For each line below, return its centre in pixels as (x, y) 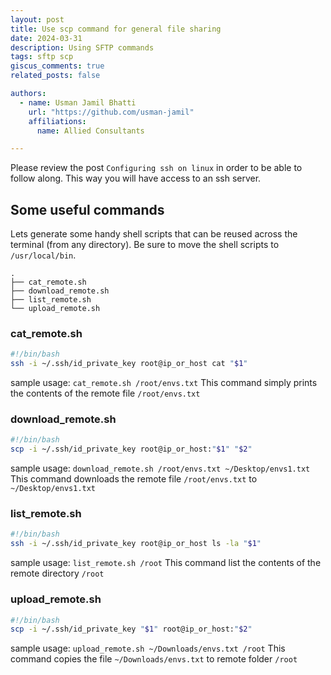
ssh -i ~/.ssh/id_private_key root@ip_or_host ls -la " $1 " (136, 544)
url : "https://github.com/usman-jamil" (111, 112)
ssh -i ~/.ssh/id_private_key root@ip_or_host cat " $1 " (129, 364)
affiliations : (57, 121)
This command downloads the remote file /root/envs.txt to (134, 479)
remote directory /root (57, 573)
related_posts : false (55, 76)
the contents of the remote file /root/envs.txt (105, 393)
